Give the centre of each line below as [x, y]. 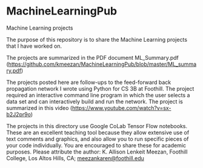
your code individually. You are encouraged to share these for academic [96, 145]
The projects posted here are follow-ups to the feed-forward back [89, 82]
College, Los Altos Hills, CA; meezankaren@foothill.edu [75, 158]
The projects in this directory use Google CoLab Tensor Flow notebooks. [97, 126]
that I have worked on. [34, 46]
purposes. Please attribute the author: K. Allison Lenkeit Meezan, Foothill [97, 152]
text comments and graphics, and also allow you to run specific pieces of [98, 139]
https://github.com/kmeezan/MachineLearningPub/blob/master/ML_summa [102, 64]
